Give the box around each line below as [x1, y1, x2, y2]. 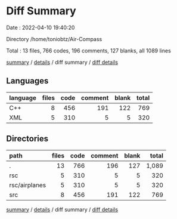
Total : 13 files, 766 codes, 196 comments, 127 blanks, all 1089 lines [6, 47, 171, 54]
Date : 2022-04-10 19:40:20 [6, 24, 75, 31]
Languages [6, 76, 49, 86]
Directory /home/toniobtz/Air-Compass [6, 35, 103, 42]
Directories [6, 134, 49, 144]
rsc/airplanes [9, 181, 46, 189]
